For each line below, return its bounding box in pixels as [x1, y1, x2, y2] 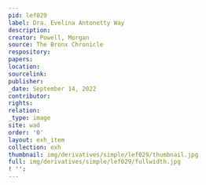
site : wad [8, 121, 41, 129]
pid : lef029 [8, 11, 47, 20]
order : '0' [8, 128, 44, 136]
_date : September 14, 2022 [8, 84, 97, 93]
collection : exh [8, 143, 61, 151]
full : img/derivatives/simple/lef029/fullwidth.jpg [8, 158, 181, 166]
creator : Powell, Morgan [8, 33, 90, 42]
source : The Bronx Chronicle [8, 41, 104, 49]
